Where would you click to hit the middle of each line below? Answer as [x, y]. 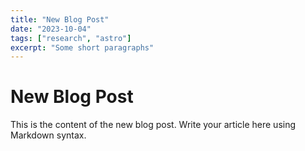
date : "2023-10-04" [51, 29]
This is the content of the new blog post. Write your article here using [153, 125]
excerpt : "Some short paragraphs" [82, 47]
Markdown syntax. [48, 135]
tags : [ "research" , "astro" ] [71, 38]
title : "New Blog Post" [60, 19]
